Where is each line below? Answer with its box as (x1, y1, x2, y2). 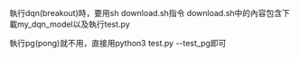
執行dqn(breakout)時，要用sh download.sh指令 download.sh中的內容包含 (9, 8, 283, 18)
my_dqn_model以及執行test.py (16, 19, 131, 29)
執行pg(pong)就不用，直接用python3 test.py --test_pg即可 (9, 38, 227, 48)
